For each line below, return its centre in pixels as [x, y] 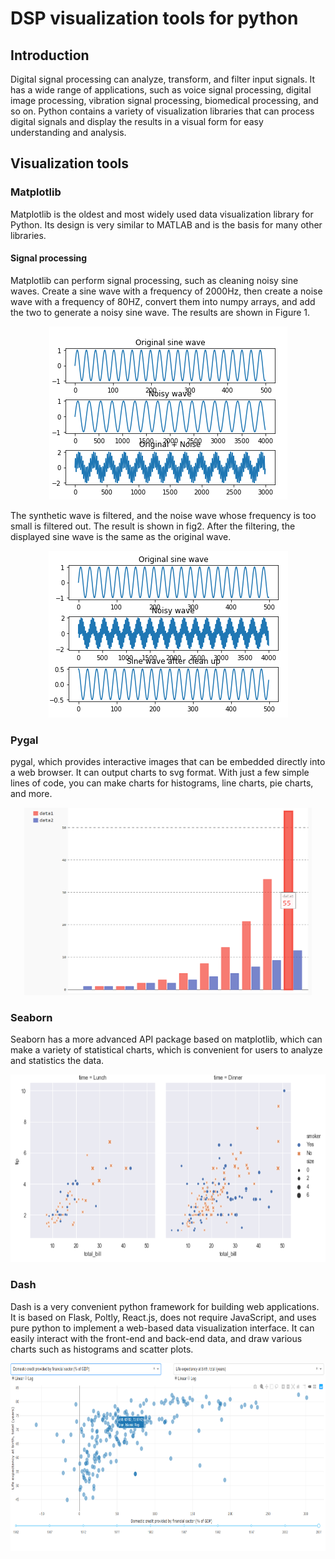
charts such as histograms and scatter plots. [102, 1349]
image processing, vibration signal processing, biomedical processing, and [164, 100]
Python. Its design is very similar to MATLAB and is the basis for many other [166, 224]
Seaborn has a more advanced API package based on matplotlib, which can [166, 1039]
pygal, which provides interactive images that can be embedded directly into [168, 762]
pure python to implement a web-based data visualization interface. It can [162, 1328]
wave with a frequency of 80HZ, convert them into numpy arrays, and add [163, 301]
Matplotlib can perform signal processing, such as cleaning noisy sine [154, 280]
